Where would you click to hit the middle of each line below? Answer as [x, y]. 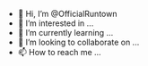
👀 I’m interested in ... [56, 23]
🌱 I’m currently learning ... [65, 33]
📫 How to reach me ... [59, 52]
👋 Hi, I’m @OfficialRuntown [67, 14]
